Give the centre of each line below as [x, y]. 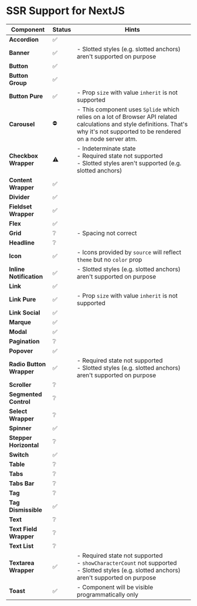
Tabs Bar [22, 483]
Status [62, 29]
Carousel [22, 124]
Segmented [26, 394]
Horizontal [24, 445]
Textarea [22, 562]
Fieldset [21, 206]
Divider [19, 197]
